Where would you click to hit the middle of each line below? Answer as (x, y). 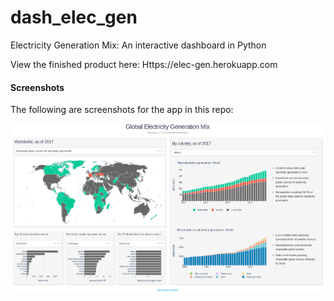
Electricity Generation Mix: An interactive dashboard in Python (138, 45)
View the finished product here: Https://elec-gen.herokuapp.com (144, 64)
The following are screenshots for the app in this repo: (122, 110)
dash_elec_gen (74, 17)
